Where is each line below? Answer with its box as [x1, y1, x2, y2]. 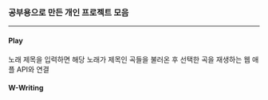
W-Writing [8, 83, 44, 93]
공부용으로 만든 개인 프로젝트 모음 [8, 6, 129, 17]
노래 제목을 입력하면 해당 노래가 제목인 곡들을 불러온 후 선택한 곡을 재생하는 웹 [8, 54, 251, 64]
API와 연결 [16, 64, 49, 74]
